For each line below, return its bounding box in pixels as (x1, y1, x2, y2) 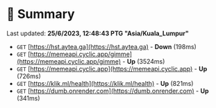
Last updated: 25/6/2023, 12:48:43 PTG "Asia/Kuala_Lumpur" (6, 29, 189, 37)
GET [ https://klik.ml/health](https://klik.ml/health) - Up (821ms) (16, 79, 194, 87)
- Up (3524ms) (122, 57, 165, 65)
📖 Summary (6, 6, 75, 22)
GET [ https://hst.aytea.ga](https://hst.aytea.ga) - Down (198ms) (16, 42, 197, 51)
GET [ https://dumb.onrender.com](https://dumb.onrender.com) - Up (16, 87, 209, 95)
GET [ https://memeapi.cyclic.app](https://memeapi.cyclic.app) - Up (16, 64, 208, 73)
